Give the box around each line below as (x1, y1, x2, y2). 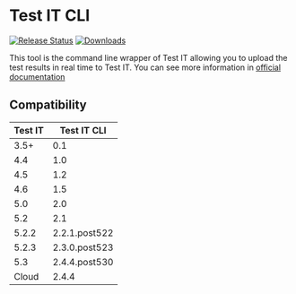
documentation (9, 71, 65, 82)
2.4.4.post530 (52, 255, 114, 268)
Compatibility (9, 98, 87, 113)
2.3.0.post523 (52, 241, 114, 254)
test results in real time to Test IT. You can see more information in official (9, 62, 281, 73)
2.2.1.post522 (52, 226, 114, 238)
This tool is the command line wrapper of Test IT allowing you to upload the (9, 52, 288, 63)
